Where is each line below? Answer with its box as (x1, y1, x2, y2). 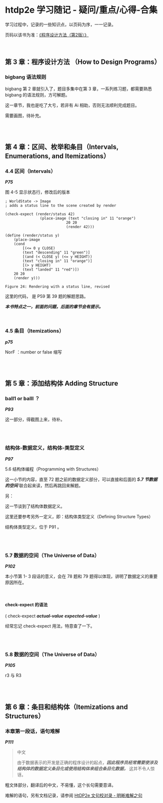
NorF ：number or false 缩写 (5, 349, 62, 355)
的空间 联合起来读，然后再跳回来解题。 (5, 482, 83, 488)
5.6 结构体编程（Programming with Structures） (5, 466, 101, 472)
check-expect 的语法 (5, 602, 48, 607)
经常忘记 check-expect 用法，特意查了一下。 (5, 623, 95, 629)
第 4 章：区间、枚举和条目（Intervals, (5, 143, 119, 151)
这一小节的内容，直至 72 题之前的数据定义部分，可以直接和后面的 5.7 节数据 (5, 476, 158, 482)
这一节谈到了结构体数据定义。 (5, 503, 65, 509)
